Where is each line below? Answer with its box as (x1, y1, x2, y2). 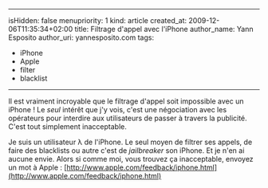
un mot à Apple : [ (8, 163, 67, 172)
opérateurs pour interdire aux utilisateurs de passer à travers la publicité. (8, 113, 247, 123)
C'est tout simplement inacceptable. (8, 122, 128, 131)
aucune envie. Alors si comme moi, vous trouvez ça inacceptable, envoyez (8, 155, 254, 163)
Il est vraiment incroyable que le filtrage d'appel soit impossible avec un (8, 96, 245, 106)
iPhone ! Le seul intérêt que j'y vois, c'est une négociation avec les (8, 105, 227, 114)
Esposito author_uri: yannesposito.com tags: (8, 33, 154, 42)
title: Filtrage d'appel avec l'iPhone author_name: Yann (74, 25, 254, 33)
